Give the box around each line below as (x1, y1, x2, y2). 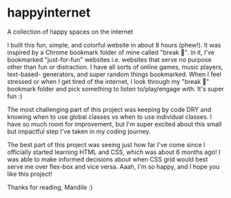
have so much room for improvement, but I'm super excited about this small (7, 120, 222, 128)
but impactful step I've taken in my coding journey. (7, 127, 151, 135)
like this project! (7, 170, 52, 178)
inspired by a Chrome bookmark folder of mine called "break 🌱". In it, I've (7, 48, 215, 56)
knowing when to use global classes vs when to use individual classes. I (7, 112, 212, 121)
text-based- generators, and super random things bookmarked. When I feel (7, 70, 222, 78)
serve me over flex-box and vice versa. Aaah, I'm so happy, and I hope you (7, 162, 220, 170)
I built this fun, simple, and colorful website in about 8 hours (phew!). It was (7, 41, 221, 49)
